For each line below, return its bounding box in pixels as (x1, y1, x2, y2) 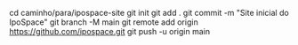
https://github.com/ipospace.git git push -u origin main (9, 26, 211, 36)
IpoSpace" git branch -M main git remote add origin (9, 17, 198, 27)
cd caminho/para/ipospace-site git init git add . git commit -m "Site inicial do (9, 8, 289, 18)
